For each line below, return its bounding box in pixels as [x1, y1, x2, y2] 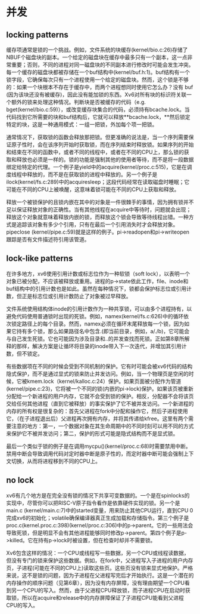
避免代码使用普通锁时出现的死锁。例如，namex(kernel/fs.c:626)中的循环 [6, 312, 184, 320]
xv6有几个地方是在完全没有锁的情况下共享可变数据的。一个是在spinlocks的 [6, 492, 190, 499]
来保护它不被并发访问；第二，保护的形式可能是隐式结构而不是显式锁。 [6, 429, 179, 437]
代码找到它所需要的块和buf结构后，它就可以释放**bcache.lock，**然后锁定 [6, 113, 190, 120]
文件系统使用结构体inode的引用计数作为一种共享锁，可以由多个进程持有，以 [6, 305, 192, 312]
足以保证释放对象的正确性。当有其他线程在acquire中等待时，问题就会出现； [6, 206, 192, 213]
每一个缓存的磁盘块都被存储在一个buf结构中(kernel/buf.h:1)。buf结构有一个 [6, 69, 190, 75]
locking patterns [6, 29, 68, 39]
